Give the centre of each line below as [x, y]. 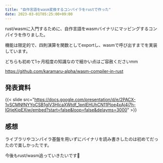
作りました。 [35, 35]
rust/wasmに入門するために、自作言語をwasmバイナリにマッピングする [77, 28]
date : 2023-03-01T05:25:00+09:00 [39, 14]
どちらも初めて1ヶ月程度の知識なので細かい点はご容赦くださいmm [72, 61]
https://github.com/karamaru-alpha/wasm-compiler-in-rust [64, 71]
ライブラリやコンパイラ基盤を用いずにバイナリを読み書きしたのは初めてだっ [82, 139]
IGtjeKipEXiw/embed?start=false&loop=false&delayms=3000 [66, 110]
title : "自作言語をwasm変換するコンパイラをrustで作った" [58, 9]
